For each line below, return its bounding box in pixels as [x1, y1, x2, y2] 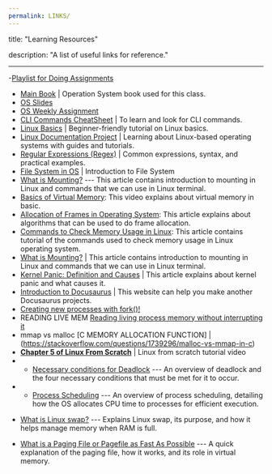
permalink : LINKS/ [8, 11, 70, 20]
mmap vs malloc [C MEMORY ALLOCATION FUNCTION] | [19, 330, 212, 339]
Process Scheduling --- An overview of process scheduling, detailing [32, 390, 263, 399]
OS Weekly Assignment [19, 106, 99, 116]
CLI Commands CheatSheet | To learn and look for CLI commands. [19, 114, 243, 124]
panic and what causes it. [19, 278, 106, 288]
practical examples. [19, 157, 86, 167]
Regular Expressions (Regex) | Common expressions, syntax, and [19, 149, 239, 159]
